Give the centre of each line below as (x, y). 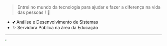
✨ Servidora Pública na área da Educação (55, 27)
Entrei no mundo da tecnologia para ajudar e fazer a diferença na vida (89, 7)
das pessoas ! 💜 (34, 12)
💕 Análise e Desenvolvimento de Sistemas (55, 22)
